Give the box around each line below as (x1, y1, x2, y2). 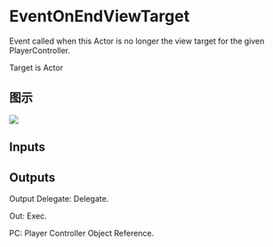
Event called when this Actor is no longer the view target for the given (9, 36, 265, 46)
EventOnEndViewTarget (9, 6, 190, 27)
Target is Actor (9, 62, 64, 73)
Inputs (9, 139, 46, 155)
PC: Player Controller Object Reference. (9, 227, 155, 238)
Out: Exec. (9, 211, 47, 221)
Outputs (9, 170, 56, 185)
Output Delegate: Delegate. (9, 193, 109, 203)
